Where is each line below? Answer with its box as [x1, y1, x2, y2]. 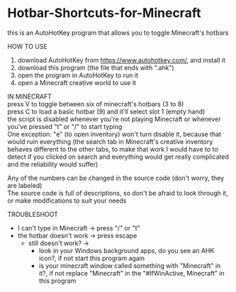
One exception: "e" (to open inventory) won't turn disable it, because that [7, 130, 222, 138]
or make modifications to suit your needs [7, 196, 127, 205]
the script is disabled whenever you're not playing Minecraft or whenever [7, 115, 221, 123]
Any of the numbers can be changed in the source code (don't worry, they [7, 174, 225, 182]
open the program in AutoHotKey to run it [17, 71, 138, 79]
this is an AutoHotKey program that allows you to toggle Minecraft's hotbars [7, 28, 229, 37]
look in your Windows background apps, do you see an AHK [38, 246, 215, 254]
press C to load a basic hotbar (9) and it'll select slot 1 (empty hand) [7, 107, 206, 116]
